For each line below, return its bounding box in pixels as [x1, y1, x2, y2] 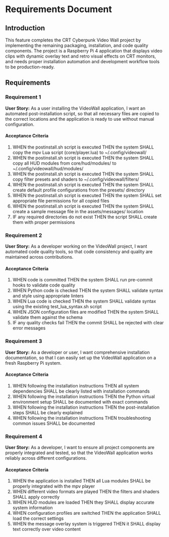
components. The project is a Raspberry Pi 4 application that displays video [5, 48, 162, 54]
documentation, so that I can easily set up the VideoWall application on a [5, 355, 156, 361]
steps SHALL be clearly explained [12, 409, 83, 415]
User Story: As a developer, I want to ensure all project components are [5, 445, 155, 451]
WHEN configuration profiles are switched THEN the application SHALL [12, 510, 161, 516]
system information [12, 505, 53, 511]
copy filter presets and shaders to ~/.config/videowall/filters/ [12, 176, 140, 182]
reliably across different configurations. [5, 455, 87, 461]
